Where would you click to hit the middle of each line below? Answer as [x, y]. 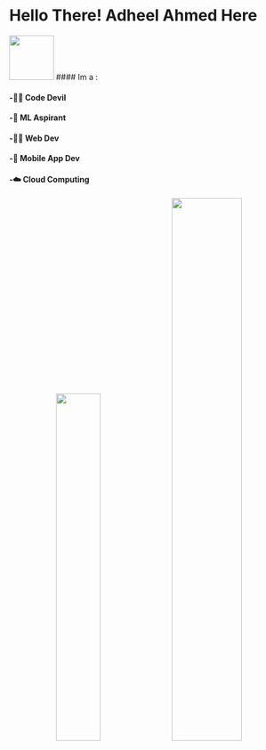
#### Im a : [77, 77]
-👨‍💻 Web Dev [34, 138]
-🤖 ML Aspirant [38, 118]
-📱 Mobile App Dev [44, 159]
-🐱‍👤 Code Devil [38, 97]
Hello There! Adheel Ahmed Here [133, 16]
